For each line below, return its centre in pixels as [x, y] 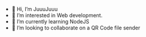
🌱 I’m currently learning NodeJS [50, 21]
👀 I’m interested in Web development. [57, 15]
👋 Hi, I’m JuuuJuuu [34, 9]
